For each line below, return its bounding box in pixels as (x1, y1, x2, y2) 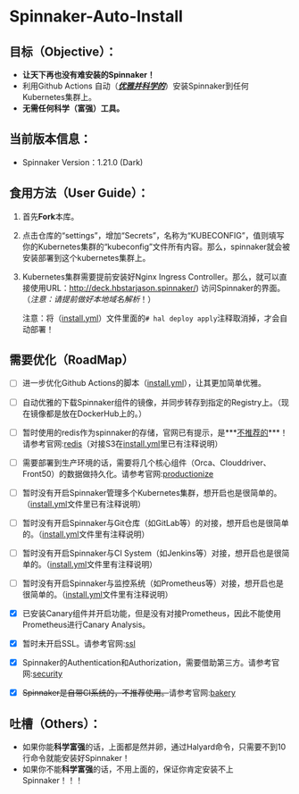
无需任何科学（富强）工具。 (21, 103, 125, 113)
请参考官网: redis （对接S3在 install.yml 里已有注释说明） (21, 438, 223, 448)
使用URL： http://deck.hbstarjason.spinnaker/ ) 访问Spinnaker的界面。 (29, 282, 286, 293)
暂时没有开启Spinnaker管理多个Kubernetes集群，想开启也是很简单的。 (21, 487, 282, 497)
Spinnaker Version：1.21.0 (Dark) (21, 156, 144, 167)
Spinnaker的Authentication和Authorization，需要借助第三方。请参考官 (21, 657, 279, 668)
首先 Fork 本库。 (21, 211, 79, 221)
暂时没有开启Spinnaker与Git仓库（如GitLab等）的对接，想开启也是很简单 (21, 517, 290, 528)
